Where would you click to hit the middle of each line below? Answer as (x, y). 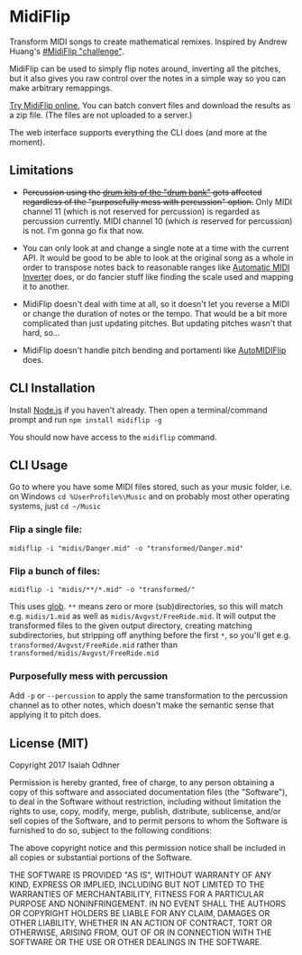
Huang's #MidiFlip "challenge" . (67, 51)
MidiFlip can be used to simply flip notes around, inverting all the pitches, (145, 69)
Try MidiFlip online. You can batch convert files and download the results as (150, 105)
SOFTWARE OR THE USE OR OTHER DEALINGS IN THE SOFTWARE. (136, 942)
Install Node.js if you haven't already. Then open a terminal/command (138, 410)
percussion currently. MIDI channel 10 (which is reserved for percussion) (157, 221)
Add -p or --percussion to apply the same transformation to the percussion (149, 696)
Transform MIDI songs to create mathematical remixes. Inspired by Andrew (148, 42)
